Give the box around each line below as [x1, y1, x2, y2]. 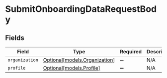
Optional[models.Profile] [43, 65, 100, 71]
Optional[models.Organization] [43, 57, 115, 63]
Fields [5, 34, 25, 42]
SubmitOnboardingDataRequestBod [5, 3, 157, 15]
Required [120, 48, 142, 55]
